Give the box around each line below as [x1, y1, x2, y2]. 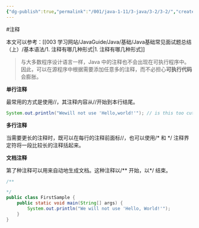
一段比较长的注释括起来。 [21, 142, 84, 149]
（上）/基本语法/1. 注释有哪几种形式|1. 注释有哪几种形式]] [6, 46, 145, 53]
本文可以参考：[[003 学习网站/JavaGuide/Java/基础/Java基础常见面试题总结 [6, 38, 192, 45]
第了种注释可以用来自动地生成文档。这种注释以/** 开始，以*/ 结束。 [6, 166, 172, 174]
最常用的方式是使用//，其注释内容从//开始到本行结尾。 [6, 98, 139, 105]
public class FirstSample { [6, 195, 76, 201]
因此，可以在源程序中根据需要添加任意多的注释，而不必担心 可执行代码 [20, 66, 192, 73]
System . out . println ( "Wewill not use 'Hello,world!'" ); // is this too [6, 110, 184, 116]
